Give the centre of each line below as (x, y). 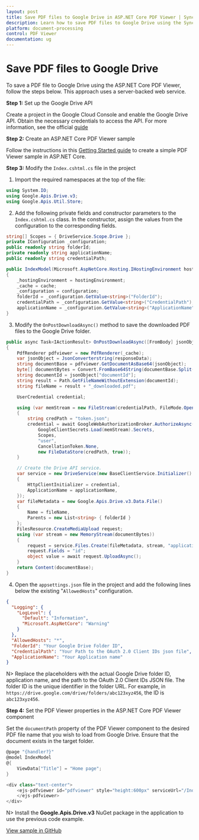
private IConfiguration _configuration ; (57, 242)
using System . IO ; (28, 190)
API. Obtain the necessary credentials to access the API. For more (86, 121)
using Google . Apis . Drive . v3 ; (42, 196)
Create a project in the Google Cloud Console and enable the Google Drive (97, 114)
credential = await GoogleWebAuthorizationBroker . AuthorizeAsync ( (111, 424)
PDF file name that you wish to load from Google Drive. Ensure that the (92, 735)
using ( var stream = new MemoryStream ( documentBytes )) (86, 534)
